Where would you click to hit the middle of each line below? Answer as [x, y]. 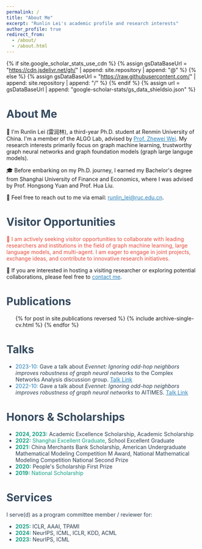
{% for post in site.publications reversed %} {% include [85, 318]
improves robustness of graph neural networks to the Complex [94, 373]
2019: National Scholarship [49, 473]
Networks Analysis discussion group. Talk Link [74, 379]
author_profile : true [34, 29]
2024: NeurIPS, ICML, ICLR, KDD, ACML [66, 533]
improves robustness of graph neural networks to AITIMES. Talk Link [102, 392]
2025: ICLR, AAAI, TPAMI [47, 526]
